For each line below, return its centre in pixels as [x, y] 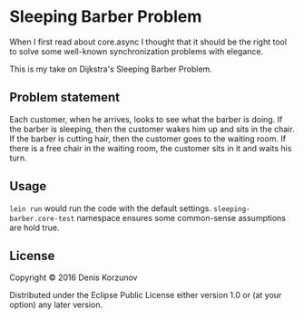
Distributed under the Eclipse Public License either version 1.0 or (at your [146, 295]
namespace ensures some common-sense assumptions [181, 217]
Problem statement [65, 97]
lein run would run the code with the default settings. [110, 208]
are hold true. [34, 227]
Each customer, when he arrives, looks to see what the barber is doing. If [146, 119]
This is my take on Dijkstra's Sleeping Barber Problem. [111, 69]
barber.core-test [42, 218]
